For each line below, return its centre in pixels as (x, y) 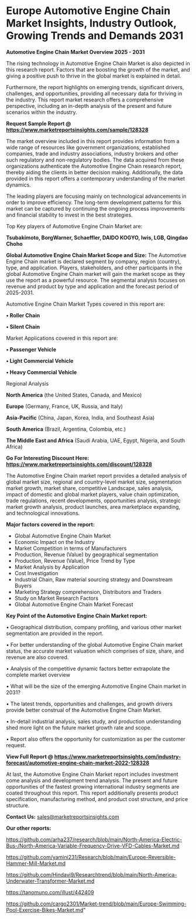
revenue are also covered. (37, 657)
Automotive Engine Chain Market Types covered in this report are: (86, 304)
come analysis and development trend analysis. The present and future (92, 780)
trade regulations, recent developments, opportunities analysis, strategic (94, 501)
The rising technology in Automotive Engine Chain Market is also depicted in (98, 63)
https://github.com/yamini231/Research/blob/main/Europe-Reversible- (91, 857)
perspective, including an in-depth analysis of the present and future (89, 106)
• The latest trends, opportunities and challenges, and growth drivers (89, 704)
